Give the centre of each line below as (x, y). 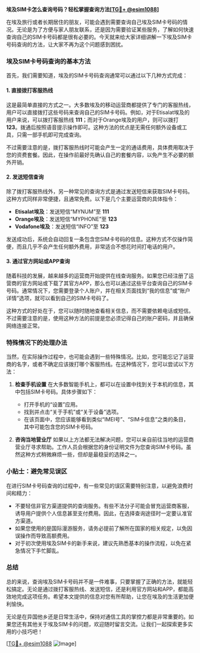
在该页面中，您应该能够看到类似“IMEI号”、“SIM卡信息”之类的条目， (106, 420)
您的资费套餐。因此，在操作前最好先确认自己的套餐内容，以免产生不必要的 (97, 155)
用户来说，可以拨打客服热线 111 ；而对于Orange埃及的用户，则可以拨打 (92, 119)
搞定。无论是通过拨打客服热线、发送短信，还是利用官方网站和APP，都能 (100, 589)
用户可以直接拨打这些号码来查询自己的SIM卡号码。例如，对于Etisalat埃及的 (98, 112)
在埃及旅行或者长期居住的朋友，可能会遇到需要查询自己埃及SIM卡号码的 (94, 22)
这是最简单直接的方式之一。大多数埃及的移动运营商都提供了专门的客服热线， (100, 104)
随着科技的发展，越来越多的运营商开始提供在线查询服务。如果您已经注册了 (97, 275)
